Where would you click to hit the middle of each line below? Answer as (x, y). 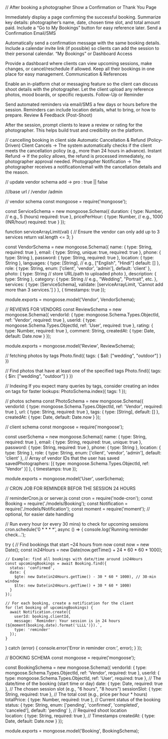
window (12, 581)
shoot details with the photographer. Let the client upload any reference (80, 89)
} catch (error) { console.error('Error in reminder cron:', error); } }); (74, 648)
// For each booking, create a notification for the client (70, 603)
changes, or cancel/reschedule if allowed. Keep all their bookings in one (80, 69)
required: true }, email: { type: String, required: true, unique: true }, (74, 442)
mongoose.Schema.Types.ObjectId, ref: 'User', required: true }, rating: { (79, 325)
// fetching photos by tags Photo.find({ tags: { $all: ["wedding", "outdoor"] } (83, 356)
